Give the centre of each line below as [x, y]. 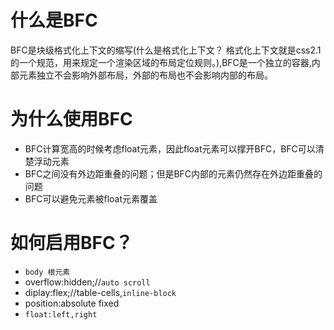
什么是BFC [54, 20]
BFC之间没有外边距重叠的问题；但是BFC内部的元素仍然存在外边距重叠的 [173, 173]
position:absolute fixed [72, 303]
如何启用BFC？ [71, 243]
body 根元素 [47, 272]
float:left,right [61, 314]
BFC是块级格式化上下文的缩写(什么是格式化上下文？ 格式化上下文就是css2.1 [166, 50]
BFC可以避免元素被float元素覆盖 [91, 198]
